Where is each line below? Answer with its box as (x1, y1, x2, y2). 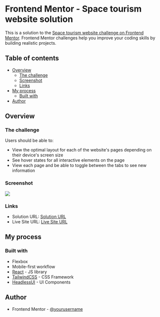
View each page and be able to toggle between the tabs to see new (12, 163, 146, 168)
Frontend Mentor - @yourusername (12, 306, 83, 312)
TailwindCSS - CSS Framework (12, 274, 74, 280)
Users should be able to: (5, 137, 54, 144)
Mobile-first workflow (12, 264, 56, 269)
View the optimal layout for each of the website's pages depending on (12, 147, 152, 153)
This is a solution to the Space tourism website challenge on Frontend (5, 30, 144, 35)
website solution (5, 14, 73, 25)
